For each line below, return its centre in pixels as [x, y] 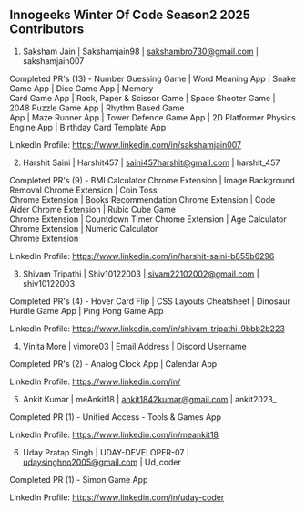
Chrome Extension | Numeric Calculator [84, 228]
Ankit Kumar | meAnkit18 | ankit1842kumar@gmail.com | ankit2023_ [149, 399]
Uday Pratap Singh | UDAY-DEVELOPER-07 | [106, 452]
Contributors [47, 30]
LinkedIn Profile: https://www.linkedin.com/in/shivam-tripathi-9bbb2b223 [147, 329]
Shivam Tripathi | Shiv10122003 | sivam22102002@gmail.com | [141, 274]
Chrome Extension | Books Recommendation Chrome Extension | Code [142, 199]
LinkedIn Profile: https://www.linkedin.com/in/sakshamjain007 [126, 144]
